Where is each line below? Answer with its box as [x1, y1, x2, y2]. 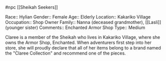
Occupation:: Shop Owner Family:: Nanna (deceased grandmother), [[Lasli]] [5, 19, 161, 25]
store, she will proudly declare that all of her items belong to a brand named [5, 45, 161, 50]
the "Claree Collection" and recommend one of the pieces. [5, 50, 126, 56]
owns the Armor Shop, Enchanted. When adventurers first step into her [5, 39, 151, 45]
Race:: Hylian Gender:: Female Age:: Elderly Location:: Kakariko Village [5, 14, 151, 19]
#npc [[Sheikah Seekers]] [5, 4, 58, 10]
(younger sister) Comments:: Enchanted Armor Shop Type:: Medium [5, 24, 145, 30]
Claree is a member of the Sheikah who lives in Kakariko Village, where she [5, 34, 160, 40]
